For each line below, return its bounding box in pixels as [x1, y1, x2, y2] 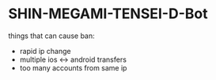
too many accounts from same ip [19, 63, 127, 72]
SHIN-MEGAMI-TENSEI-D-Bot [8, 5, 208, 23]
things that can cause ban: [8, 31, 95, 40]
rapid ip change [19, 46, 71, 55]
